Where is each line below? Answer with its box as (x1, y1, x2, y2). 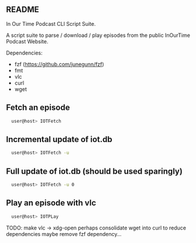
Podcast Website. (6, 38, 49, 45)
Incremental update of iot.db (6, 134, 112, 144)
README (6, 5, 39, 15)
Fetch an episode (6, 103, 70, 113)
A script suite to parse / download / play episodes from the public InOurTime (6, 32, 190, 39)
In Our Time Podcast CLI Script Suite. (6, 20, 96, 27)
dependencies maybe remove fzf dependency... (6, 230, 122, 237)
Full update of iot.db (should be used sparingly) (6, 166, 183, 176)
